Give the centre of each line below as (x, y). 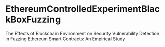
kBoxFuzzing (33, 20)
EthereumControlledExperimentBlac (83, 9)
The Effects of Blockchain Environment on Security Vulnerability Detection (82, 33)
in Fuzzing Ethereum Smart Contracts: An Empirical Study (65, 39)
